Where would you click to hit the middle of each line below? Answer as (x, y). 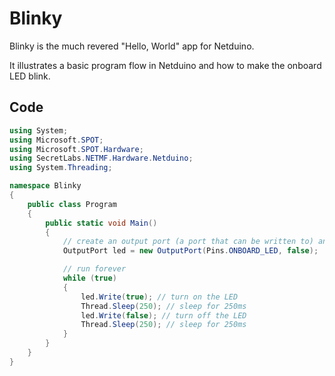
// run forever (94, 269)
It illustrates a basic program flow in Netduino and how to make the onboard (165, 65)
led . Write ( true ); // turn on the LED (159, 297)
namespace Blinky (45, 186)
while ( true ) (89, 278)
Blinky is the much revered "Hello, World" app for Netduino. (132, 46)
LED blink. (30, 76)
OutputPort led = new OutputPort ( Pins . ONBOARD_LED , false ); (190, 251)
